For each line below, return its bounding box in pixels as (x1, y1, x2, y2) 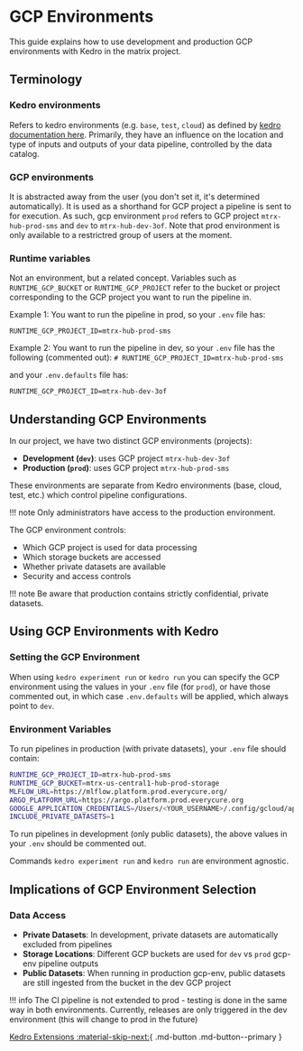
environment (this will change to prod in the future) (9, 1013, 198, 1025)
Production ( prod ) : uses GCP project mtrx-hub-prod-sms (22, 463, 230, 474)
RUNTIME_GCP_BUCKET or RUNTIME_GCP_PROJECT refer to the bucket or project (9, 282, 281, 293)
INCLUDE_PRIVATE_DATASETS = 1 (9, 812, 115, 822)
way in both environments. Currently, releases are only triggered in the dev (9, 1004, 288, 1015)
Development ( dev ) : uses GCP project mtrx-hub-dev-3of (22, 453, 231, 464)
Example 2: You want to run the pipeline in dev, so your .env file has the (9, 343, 275, 354)
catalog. (9, 148, 40, 159)
